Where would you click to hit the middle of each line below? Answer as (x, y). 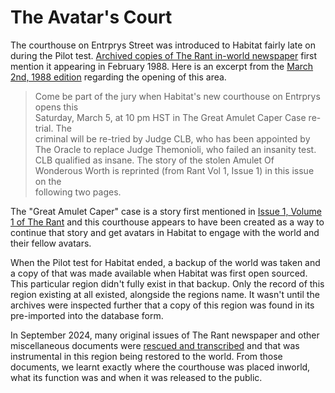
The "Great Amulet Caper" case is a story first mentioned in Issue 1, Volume (166, 211)
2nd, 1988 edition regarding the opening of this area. (118, 77)
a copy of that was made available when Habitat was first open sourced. (159, 273)
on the (48, 181)
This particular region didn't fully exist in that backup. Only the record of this (167, 283)
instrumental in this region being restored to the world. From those (146, 356)
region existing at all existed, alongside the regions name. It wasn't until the (165, 294)
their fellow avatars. (51, 243)
